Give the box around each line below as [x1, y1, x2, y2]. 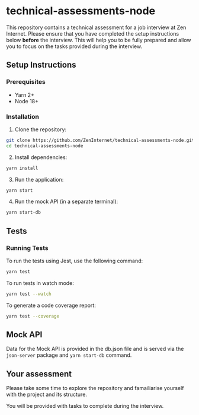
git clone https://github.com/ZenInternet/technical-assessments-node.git [6, 137, 195, 143]
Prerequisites [6, 78, 46, 86]
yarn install [6, 165, 38, 171]
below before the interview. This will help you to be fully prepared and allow [6, 36, 191, 43]
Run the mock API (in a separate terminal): [14, 198, 118, 205]
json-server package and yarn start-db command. [6, 351, 132, 359]
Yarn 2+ [14, 91, 34, 99]
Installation [6, 112, 40, 121]
